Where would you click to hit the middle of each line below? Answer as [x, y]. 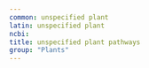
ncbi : [19, 34]
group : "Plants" [39, 50]
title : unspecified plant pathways [75, 42]
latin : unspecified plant [57, 26]
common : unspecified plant [59, 17]
